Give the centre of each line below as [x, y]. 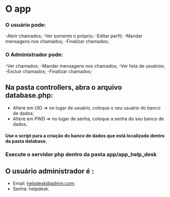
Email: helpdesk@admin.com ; [44, 183]
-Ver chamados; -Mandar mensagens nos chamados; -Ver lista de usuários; [85, 66]
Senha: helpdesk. [31, 189]
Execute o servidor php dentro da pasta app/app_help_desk [81, 155]
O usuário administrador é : [50, 171]
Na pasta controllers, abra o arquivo [64, 87]
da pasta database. [26, 141]
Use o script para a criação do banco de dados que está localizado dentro [85, 136]
